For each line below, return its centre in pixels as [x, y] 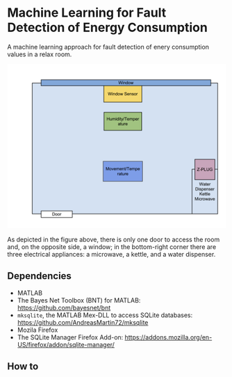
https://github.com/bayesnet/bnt [64, 307]
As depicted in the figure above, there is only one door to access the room [114, 239]
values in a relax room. [40, 54]
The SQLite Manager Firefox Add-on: [70, 337]
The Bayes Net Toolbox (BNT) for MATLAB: [79, 300]
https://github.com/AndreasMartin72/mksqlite [83, 322]
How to [23, 367]
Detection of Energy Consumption [108, 27]
